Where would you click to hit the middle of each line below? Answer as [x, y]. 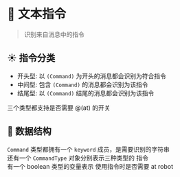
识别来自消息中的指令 [54, 34]
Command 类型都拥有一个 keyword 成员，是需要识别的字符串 [89, 149]
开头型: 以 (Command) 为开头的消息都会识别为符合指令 [92, 75]
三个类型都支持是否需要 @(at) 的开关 [59, 108]
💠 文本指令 [37, 14]
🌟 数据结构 [29, 131]
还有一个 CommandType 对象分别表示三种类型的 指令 [78, 158]
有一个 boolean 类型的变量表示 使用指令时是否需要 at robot [90, 166]
